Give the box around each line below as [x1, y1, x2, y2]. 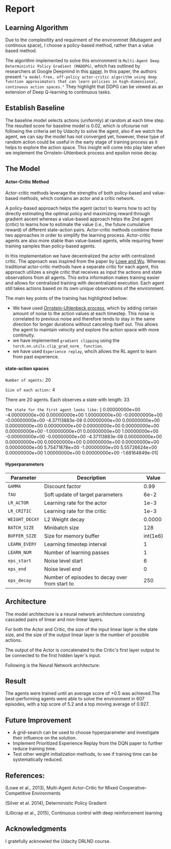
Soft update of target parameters [44, 491, 123, 498]
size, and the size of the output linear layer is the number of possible [5, 632, 149, 638]
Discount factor [44, 483, 81, 490]
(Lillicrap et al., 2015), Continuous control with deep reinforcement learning [5, 810, 163, 816]
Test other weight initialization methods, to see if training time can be [12, 751, 158, 757]
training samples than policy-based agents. [5, 243, 96, 249]
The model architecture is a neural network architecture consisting [5, 611, 145, 617]
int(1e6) [143, 532, 163, 540]
